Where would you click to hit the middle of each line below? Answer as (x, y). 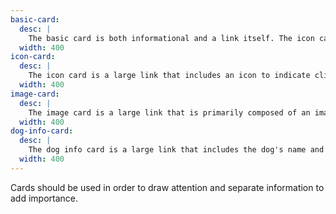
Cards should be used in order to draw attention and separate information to (167, 187)
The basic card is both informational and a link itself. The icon (171, 38)
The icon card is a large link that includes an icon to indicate (169, 76)
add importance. (44, 198)
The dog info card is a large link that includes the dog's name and (176, 150)
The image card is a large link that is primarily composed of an (169, 112)
